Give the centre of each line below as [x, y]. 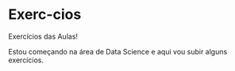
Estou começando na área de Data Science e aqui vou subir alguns [118, 51]
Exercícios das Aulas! [43, 36]
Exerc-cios [45, 15]
